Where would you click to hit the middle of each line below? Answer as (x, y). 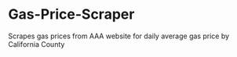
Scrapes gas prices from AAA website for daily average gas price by (119, 36)
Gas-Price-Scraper (71, 14)
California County (36, 44)
